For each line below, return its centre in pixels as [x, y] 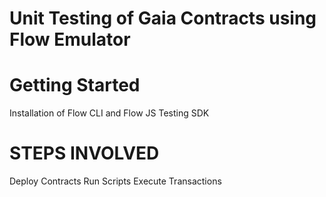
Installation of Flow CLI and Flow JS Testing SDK [109, 113]
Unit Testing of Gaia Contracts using [163, 18]
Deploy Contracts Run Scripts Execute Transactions [115, 181]
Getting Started [75, 85]
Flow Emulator [70, 39]
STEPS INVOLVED [84, 153]
